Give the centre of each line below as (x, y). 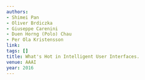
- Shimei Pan (23, 17)
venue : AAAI (21, 62)
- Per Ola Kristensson (35, 40)
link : (13, 46)
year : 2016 (20, 68)
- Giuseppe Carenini (32, 29)
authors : (17, 12)
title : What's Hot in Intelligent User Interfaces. (73, 57)
